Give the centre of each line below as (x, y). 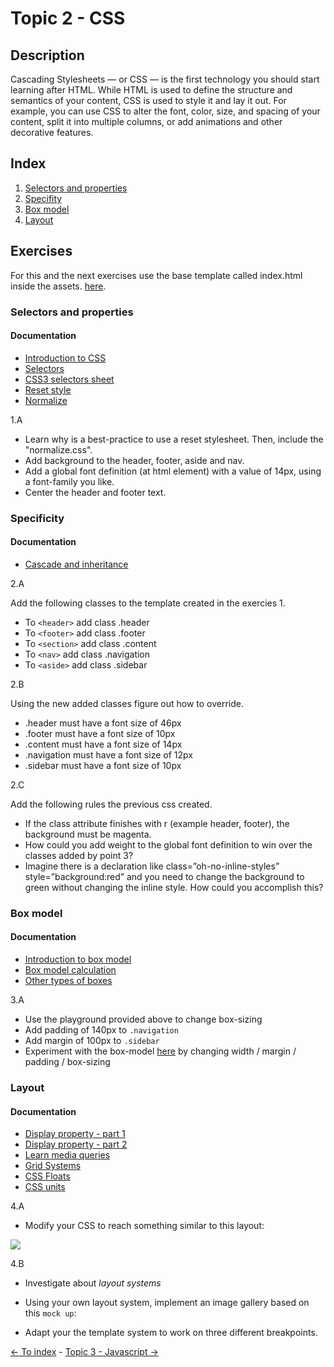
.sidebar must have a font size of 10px (103, 765)
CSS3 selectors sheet (69, 379)
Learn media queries (67, 1155)
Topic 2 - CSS (68, 18)
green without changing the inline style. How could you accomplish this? (174, 887)
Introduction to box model (78, 959)
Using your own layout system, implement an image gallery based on (167, 1303)
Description (47, 55)
